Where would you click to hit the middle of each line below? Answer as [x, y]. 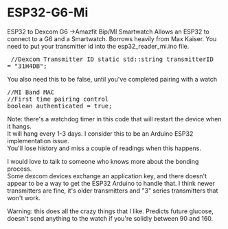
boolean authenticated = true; [60, 106]
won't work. [24, 197]
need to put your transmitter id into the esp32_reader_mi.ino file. [98, 46]
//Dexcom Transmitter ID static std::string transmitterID [112, 59]
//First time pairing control [58, 99]
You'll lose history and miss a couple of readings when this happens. [104, 148]
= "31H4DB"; [27, 66]
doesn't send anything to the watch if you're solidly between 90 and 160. [110, 218]
